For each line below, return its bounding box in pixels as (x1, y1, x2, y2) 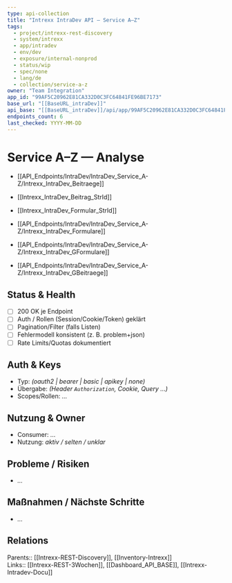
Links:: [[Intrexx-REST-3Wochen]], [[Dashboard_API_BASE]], (7, 560, 180, 568)
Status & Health (7, 289, 76, 301)
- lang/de (13, 74, 41, 82)
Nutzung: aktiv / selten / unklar (17, 438, 106, 447)
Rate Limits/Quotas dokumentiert (17, 339, 112, 347)
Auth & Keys (7, 359, 61, 370)
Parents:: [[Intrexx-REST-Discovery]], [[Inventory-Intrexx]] (7, 553, 173, 562)
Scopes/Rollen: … (17, 392, 68, 400)
